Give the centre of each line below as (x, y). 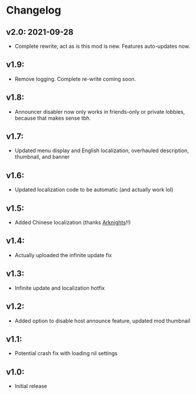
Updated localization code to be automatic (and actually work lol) (94, 190)
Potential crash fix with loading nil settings (66, 353)
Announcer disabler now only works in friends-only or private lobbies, (100, 111)
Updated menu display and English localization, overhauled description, (102, 150)
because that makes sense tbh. (53, 118)
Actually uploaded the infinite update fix (63, 255)
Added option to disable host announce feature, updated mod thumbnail (102, 321)
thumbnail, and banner (42, 157)
